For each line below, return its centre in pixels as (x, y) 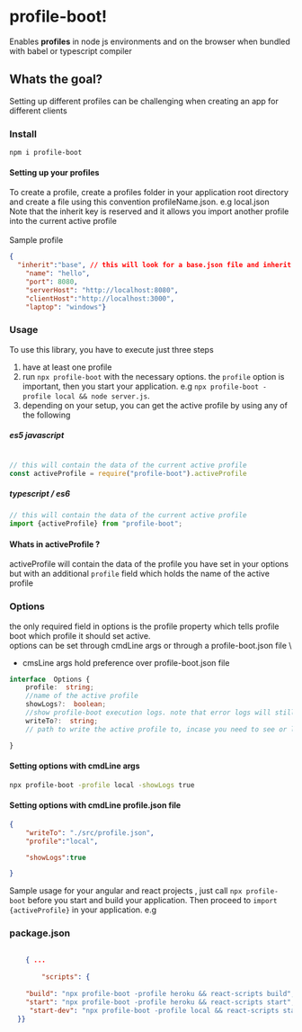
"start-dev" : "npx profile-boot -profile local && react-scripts (154, 1010)
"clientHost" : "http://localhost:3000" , (100, 299)
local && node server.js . (102, 395)
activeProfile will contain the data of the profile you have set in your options (149, 564)
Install (23, 134)
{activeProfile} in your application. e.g (83, 910)
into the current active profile (63, 221)
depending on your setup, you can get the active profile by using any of (155, 405)
